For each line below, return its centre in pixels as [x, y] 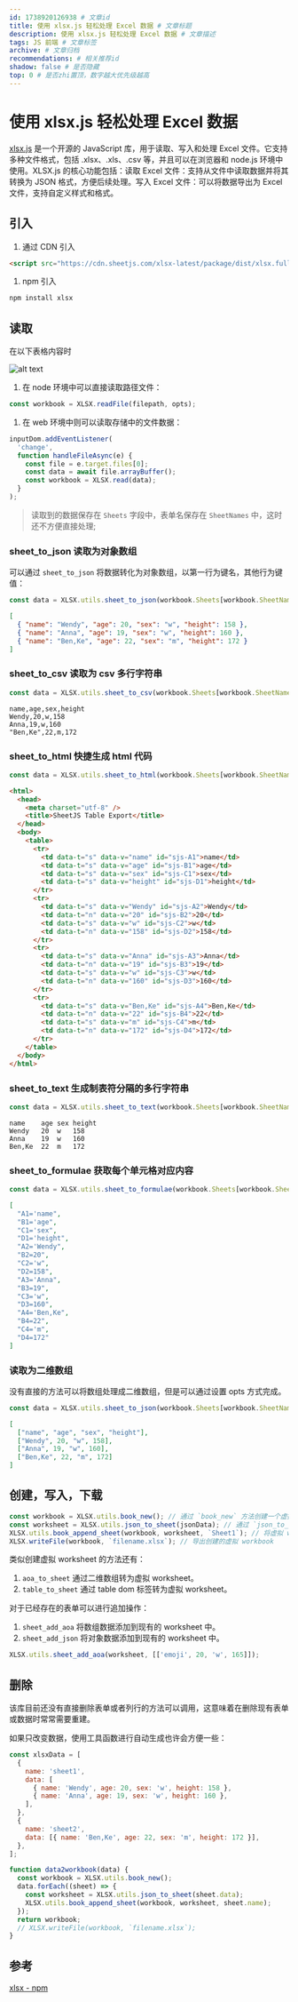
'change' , [35, 447]
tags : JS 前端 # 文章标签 [53, 42]
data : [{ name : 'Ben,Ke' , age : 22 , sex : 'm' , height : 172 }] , [142, 1837]
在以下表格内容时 [40, 351]
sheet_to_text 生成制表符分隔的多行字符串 [99, 1088]
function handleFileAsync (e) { [75, 455]
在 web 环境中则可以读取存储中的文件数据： [102, 422]
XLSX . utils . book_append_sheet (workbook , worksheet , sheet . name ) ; [149, 1902]
